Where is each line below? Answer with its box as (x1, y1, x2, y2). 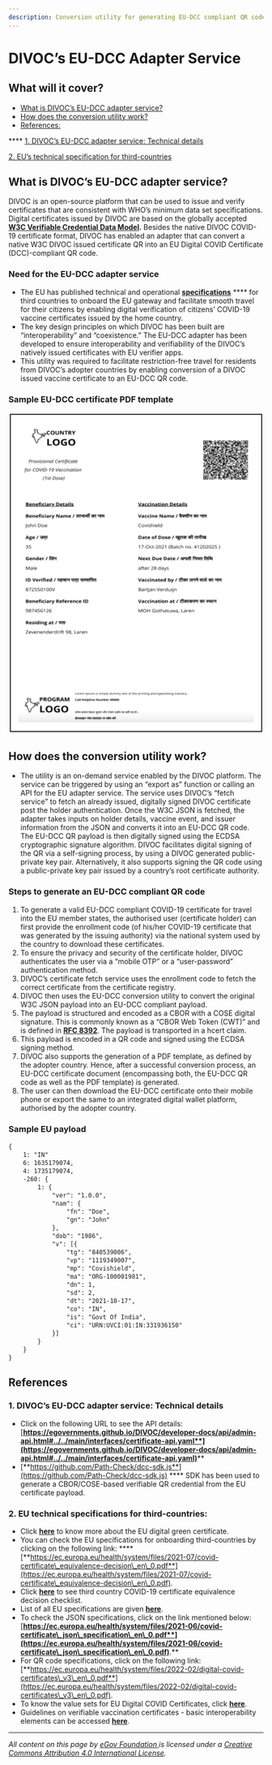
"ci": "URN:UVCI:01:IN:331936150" (66, 1322, 183, 1330)
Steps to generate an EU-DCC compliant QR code (8, 886, 206, 897)
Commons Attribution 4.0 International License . (8, 1748, 167, 1758)
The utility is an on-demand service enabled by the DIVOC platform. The (19, 771, 261, 781)
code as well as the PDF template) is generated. (19, 1077, 180, 1087)
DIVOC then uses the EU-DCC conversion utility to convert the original (19, 990, 255, 1000)
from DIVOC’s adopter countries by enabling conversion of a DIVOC (19, 365, 246, 374)
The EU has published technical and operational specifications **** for (19, 287, 259, 296)
